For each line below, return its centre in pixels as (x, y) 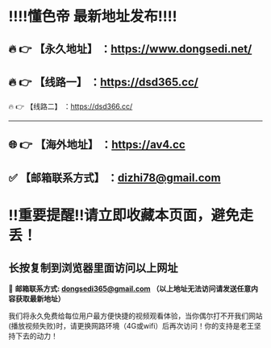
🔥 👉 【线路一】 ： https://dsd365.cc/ (104, 82)
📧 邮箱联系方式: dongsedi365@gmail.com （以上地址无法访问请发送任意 (130, 289)
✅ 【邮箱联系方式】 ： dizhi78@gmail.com (115, 178)
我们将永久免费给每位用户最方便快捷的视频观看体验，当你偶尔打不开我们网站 (135, 316)
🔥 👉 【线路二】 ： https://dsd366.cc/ (71, 106)
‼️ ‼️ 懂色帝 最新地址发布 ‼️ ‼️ (93, 17)
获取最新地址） (40, 299)
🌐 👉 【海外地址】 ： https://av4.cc (97, 145)
